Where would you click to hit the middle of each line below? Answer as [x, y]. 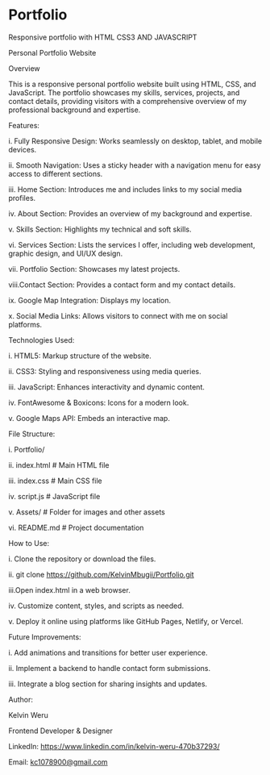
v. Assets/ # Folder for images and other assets [87, 512]
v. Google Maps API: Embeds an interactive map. [89, 418]
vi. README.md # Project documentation [76, 527]
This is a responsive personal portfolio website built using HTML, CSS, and [132, 84]
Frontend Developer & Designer [60, 731]
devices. [23, 149]
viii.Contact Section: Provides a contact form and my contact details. [122, 285]
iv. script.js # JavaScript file [54, 496]
